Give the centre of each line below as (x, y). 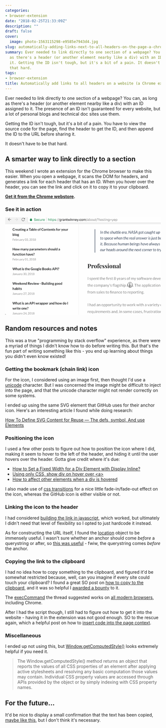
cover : (12, 37)
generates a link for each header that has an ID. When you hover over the (80, 182)
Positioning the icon (30, 438)
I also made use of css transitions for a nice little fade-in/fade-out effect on (82, 489)
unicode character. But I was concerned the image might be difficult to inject (83, 385)
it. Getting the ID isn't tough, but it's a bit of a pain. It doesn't (85, 63)
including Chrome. (24, 602)
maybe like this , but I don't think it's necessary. (53, 720)
